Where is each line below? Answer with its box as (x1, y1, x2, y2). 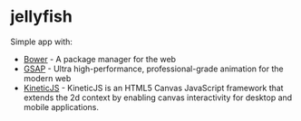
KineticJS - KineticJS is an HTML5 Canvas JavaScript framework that (23, 82, 284, 93)
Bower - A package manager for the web (23, 53, 176, 64)
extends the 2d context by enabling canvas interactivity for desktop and (23, 92, 293, 103)
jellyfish (10, 6, 73, 27)
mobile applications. (23, 101, 99, 112)
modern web (23, 72, 72, 83)
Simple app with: (10, 36, 73, 47)
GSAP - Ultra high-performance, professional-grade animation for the (23, 63, 284, 74)
